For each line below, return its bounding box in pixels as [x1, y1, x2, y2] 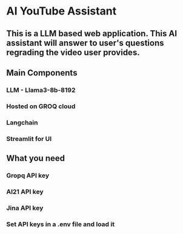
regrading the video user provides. [6, 47, 141, 57]
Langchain [6, 118, 38, 126]
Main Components [6, 68, 78, 78]
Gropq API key [6, 171, 50, 180]
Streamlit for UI [6, 134, 52, 143]
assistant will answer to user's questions [6, 37, 165, 48]
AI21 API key [6, 187, 44, 196]
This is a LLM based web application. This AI [6, 28, 178, 39]
